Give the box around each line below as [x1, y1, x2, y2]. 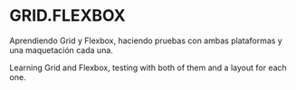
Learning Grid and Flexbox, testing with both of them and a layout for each [9, 62, 287, 73]
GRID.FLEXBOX [9, 5, 126, 26]
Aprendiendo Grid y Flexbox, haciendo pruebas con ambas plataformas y [9, 35, 282, 46]
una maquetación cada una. [9, 44, 113, 55]
